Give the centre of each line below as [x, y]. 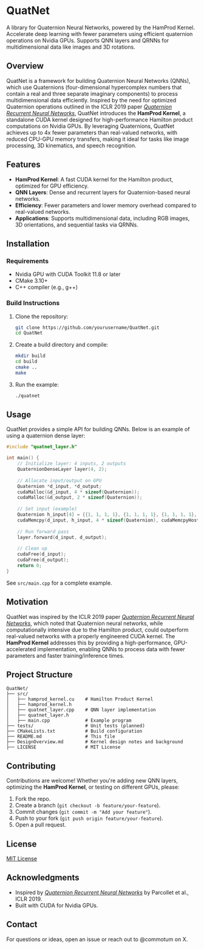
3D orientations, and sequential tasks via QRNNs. [76, 224]
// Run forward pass [43, 531]
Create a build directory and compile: [61, 345]
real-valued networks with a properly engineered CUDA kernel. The [91, 636]
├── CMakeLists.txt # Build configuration [74, 732]
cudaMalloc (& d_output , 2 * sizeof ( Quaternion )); [80, 498]
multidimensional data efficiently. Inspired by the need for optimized [91, 100]
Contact [22, 924]
